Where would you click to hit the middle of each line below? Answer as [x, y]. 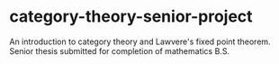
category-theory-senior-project [131, 17]
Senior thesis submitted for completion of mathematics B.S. [120, 50]
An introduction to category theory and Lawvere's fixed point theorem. [140, 41]
